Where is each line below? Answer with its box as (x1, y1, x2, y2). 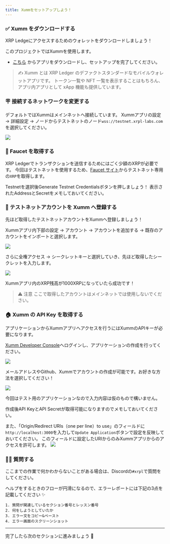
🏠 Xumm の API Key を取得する (5, 311, 83, 318)
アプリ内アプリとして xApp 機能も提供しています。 (17, 84, 124, 90)
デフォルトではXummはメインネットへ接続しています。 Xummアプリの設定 (5, 112, 161, 118)
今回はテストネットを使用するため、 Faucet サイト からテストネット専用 (15, 166, 163, 172)
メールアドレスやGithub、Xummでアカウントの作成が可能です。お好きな (5, 369, 156, 375)
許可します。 (22, 442, 50, 448)
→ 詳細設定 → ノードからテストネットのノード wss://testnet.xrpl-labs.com (5, 118, 163, 124)
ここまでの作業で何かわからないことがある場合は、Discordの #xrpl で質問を (5, 468, 161, 474)
